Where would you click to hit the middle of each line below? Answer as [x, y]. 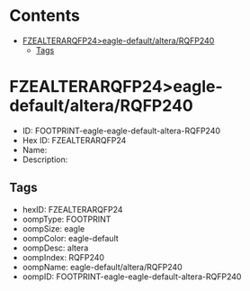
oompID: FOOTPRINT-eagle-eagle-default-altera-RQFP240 [132, 277]
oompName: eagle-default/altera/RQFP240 [102, 267]
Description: [45, 159]
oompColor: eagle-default [70, 238]
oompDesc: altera [55, 248]
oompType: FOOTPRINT [67, 219]
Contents [45, 16]
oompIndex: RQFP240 [63, 257]
